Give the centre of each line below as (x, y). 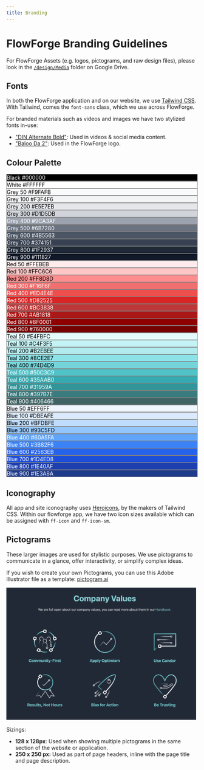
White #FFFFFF (26, 185)
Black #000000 (26, 178)
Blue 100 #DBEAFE (30, 416)
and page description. (42, 760)
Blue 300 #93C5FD (31, 430)
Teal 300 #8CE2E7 (30, 358)
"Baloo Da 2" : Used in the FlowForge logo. (68, 143)
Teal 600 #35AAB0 (31, 380)
